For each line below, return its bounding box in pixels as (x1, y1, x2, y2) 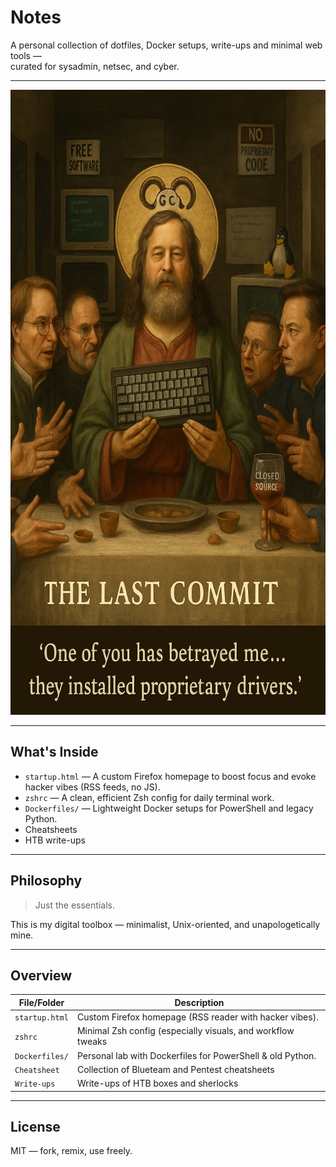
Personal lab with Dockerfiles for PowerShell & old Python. (76, 1049, 317, 1061)
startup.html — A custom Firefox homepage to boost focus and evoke (24, 770, 317, 782)
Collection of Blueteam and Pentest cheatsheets (76, 1063, 275, 1075)
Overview (10, 967, 73, 984)
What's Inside (10, 744, 99, 761)
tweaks (76, 1036, 108, 1048)
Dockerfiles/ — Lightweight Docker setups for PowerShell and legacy (24, 802, 314, 814)
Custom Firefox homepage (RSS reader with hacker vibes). (76, 1011, 319, 1023)
